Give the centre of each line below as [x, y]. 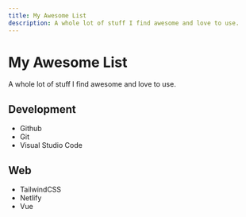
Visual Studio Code [51, 145]
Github [31, 129]
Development [42, 109]
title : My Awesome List [48, 15]
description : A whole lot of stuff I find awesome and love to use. [124, 23]
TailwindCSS [40, 190]
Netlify [31, 198]
